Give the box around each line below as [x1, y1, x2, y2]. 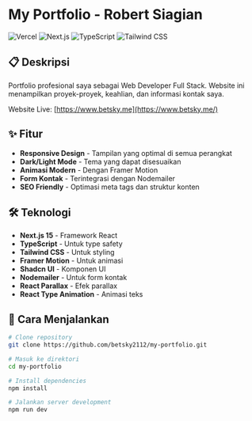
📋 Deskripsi [8, 55, 70, 69]
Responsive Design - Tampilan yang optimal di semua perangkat [19, 148, 232, 157]
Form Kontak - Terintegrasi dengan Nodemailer [19, 173, 176, 183]
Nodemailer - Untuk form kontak [19, 273, 128, 283]
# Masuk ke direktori [8, 355, 80, 363]
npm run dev [8, 406, 48, 414]
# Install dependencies [8, 377, 87, 385]
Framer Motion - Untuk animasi [19, 256, 124, 266]
